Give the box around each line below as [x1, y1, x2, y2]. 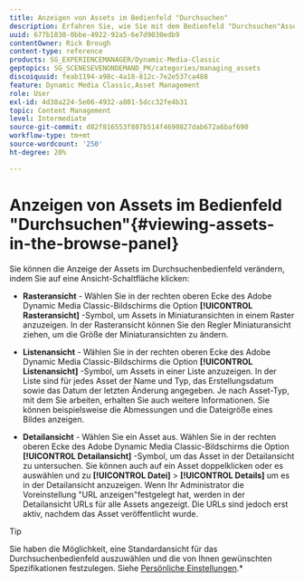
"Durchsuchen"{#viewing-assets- [9, 214, 275, 234]
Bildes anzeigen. [22, 414, 85, 425]
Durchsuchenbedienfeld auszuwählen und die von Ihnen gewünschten [9, 553, 272, 564]
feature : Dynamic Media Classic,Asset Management [9, 81, 201, 90]
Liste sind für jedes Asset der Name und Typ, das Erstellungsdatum [22, 375, 274, 386]
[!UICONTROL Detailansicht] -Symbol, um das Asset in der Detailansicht [22, 450, 295, 462]
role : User [9, 89, 51, 98]
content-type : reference [9, 47, 103, 56]
